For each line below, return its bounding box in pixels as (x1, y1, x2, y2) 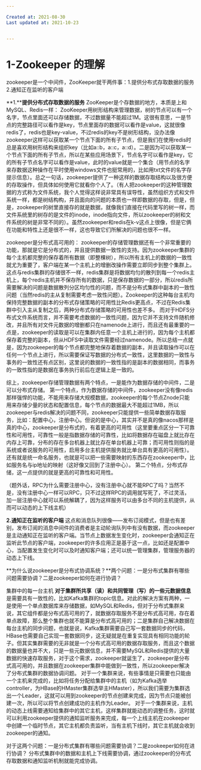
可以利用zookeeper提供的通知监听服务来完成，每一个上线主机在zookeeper (6, 714, 190, 722)
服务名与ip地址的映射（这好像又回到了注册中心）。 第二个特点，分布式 (11, 461, 182, 469)
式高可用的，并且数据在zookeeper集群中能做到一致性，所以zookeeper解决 (6, 662, 190, 669)
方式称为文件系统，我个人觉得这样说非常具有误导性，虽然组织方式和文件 (16, 189, 195, 196)
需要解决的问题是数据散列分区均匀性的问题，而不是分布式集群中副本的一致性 (6, 284, 195, 291)
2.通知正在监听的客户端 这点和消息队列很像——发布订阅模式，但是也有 (6, 517, 181, 524)
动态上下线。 (6, 554, 38, 561)
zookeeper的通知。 (6, 729, 54, 737)
